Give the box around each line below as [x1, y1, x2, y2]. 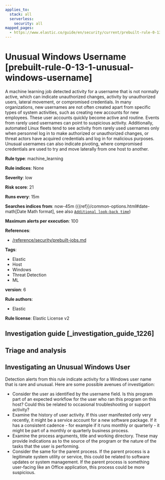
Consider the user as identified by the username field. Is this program [12, 391, 153, 397]
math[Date [5, 208, 27, 214]
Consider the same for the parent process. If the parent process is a [12, 448, 150, 454]
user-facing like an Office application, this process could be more [12, 464, 145, 470]
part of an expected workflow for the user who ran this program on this [12, 396, 156, 402]
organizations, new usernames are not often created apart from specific [5, 104, 151, 110]
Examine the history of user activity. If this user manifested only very [12, 412, 151, 417]
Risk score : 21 [5, 184, 34, 190]
